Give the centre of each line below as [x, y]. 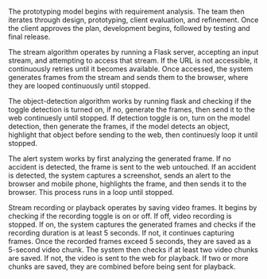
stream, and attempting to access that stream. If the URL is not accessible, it [133, 60]
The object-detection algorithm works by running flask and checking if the [130, 101]
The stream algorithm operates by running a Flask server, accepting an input [133, 52]
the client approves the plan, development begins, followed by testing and [129, 28]
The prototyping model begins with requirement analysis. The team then [126, 11]
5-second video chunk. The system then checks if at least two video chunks [133, 250]
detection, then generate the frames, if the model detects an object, [119, 126]
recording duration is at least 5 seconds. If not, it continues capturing [121, 233]
